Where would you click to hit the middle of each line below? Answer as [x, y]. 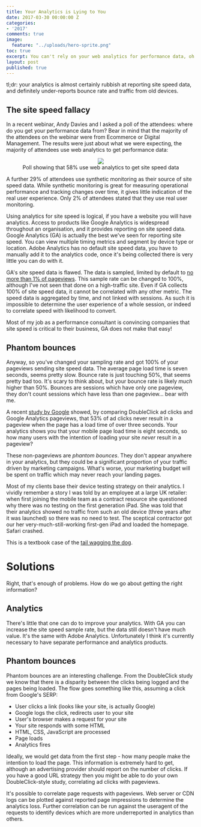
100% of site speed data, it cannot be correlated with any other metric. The [99, 292]
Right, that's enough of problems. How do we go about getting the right [94, 583]
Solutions [31, 567]
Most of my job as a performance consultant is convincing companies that [98, 322]
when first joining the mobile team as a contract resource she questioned [97, 499]
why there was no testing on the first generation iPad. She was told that [94, 505]
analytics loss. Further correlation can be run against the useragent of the [97, 806]
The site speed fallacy [48, 110]
